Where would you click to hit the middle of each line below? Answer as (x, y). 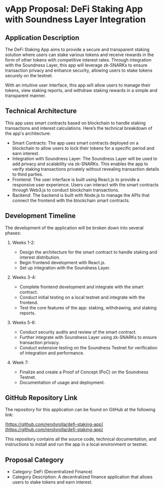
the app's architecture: (28, 133)
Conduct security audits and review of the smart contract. (78, 332)
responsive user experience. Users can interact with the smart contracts (85, 184)
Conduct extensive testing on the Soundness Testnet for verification (89, 347)
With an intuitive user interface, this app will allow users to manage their (78, 85)
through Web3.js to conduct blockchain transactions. (66, 190)
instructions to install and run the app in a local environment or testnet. (77, 444)
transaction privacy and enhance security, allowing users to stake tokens (79, 70)
